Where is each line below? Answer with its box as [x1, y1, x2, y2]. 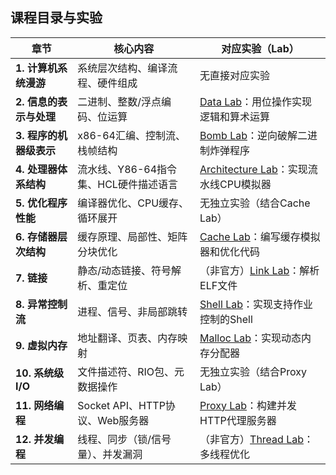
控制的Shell [199, 312, 253, 326]
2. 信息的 [15, 94, 58, 108]
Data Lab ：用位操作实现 [199, 94, 312, 108]
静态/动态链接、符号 [77, 263, 172, 277]
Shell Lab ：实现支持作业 [199, 297, 313, 311]
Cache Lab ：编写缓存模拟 [199, 229, 321, 243]
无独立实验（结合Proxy [199, 364, 307, 378]
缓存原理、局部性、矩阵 [77, 229, 188, 243]
